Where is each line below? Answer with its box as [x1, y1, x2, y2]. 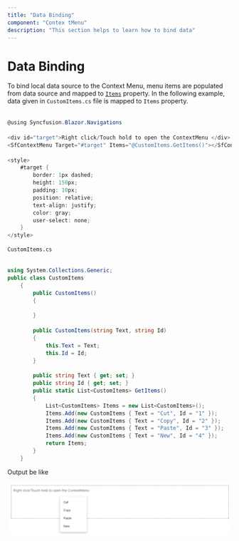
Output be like [7, 468, 48, 476]
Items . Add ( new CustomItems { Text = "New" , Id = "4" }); [45, 432, 218, 440]
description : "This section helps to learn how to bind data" [7, 26, 196, 34]
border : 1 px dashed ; [33, 172, 94, 179]
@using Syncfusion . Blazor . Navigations [7, 119, 122, 126]
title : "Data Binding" [7, 11, 75, 19]
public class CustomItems [7, 274, 84, 282]
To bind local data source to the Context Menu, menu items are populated [7, 82, 223, 91]
